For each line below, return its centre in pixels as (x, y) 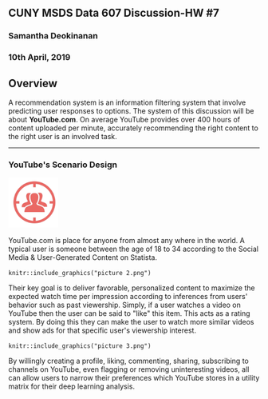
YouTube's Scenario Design (63, 165)
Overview (33, 83)
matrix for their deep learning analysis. (72, 386)
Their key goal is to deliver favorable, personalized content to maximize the (132, 288)
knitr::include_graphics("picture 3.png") (80, 346)
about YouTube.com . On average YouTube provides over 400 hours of (124, 120)
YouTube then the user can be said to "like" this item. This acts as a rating (129, 313)
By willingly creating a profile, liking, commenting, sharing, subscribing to (128, 361)
